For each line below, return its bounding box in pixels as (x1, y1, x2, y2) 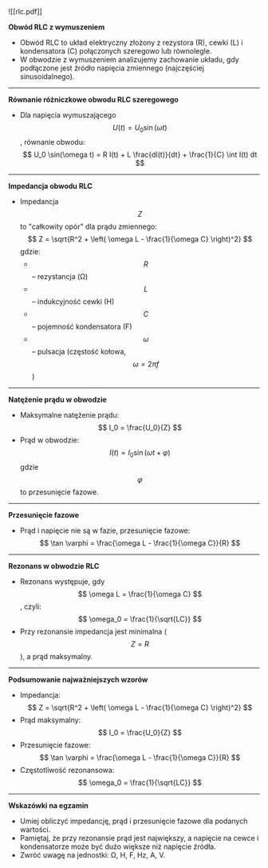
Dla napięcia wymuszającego (19, 110, 116, 119)
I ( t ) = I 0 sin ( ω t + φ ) (108, 447, 171, 459)
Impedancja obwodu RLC (8, 181, 93, 190)
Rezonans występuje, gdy (19, 576, 105, 586)
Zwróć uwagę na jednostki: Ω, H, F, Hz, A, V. (19, 850, 166, 859)
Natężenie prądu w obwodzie (8, 394, 108, 404)
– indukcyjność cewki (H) (31, 296, 115, 306)
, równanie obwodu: (19, 137, 85, 146)
